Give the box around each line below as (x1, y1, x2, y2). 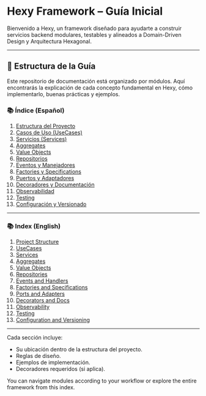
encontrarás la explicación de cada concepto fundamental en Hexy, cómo (7, 84, 193, 91)
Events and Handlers (15, 277, 68, 284)
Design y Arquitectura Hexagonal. (7, 37, 92, 45)
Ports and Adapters (15, 290, 65, 298)
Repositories (15, 271, 48, 278)
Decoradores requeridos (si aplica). (15, 365, 106, 373)
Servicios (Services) (15, 135, 67, 143)
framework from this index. (7, 384, 75, 391)
